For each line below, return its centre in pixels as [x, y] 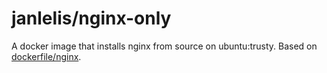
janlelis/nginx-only [91, 18]
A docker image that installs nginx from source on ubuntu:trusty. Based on [164, 46]
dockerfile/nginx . [46, 56]
